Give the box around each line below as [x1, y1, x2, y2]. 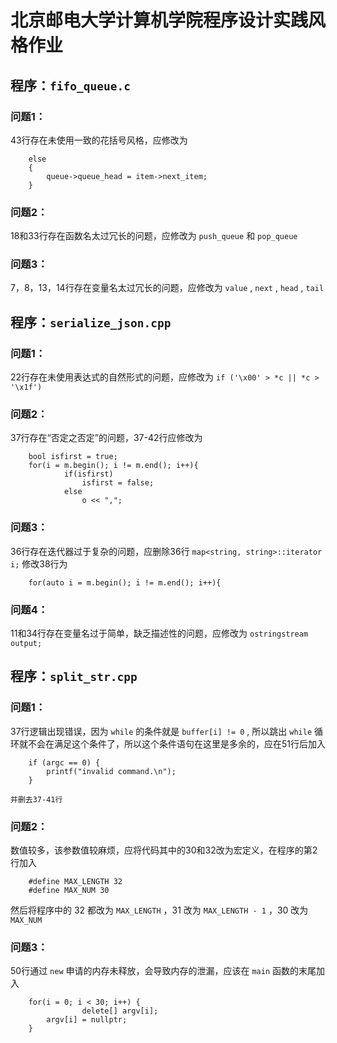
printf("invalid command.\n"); [46, 766, 177, 776]
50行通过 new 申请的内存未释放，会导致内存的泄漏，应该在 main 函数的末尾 [10, 965, 317, 977]
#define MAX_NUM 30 [28, 886, 110, 896]
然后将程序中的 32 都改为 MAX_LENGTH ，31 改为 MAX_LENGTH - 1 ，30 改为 [10, 904, 309, 916]
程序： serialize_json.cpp [10, 314, 172, 331]
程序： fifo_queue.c [10, 77, 131, 94]
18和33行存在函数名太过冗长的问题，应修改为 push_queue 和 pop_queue [10, 230, 298, 242]
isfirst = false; [81, 478, 155, 488]
